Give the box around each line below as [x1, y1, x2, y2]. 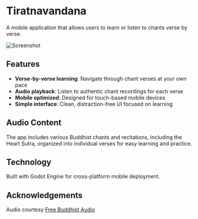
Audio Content [6, 118, 61, 128]
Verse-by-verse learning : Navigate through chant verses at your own [14, 75, 187, 82]
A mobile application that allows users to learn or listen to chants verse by [6, 24, 188, 31]
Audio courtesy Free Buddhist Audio [6, 206, 95, 213]
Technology [6, 157, 52, 167]
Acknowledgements [6, 190, 83, 201]
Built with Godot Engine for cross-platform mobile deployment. [6, 173, 160, 180]
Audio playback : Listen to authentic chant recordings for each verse [14, 88, 184, 95]
